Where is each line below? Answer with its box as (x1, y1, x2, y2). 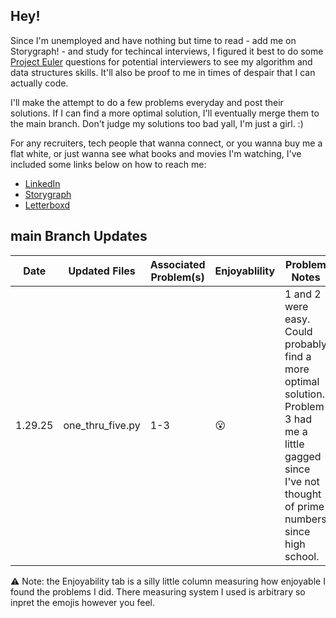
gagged (284, 449, 322, 463)
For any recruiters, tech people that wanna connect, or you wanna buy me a (10, 137, 323, 149)
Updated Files (68, 264, 136, 278)
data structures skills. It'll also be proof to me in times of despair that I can (10, 66, 316, 78)
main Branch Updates (10, 228, 148, 245)
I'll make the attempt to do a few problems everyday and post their (10, 96, 284, 108)
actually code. (10, 77, 69, 89)
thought (284, 487, 322, 501)
